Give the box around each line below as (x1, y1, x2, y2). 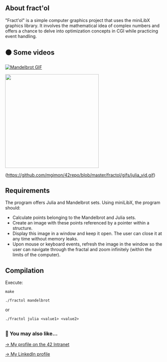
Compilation (5, 266, 44, 274)
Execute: (5, 279, 23, 285)
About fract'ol (5, 4, 50, 12)
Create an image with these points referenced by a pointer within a (12, 220, 150, 226)
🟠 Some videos (5, 48, 55, 57)
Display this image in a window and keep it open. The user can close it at (12, 230, 162, 236)
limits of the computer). (12, 252, 61, 258)
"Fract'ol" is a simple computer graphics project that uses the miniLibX (5, 17, 151, 23)
